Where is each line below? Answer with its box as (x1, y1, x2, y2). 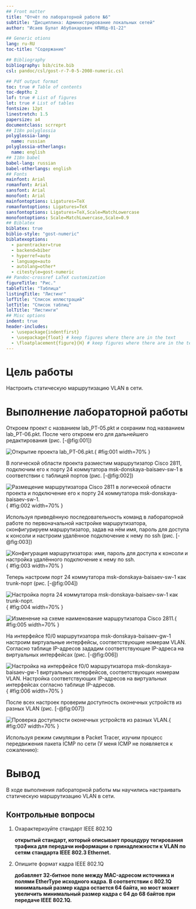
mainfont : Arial (6, 176, 45, 182)
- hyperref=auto (11, 253, 51, 258)
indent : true (6, 318, 38, 324)
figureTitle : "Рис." (6, 280, 57, 286)
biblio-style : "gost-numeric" (6, 231, 80, 237)
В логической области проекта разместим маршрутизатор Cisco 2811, (6, 459, 182, 467)
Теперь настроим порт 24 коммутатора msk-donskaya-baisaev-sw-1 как (6, 574, 187, 581)
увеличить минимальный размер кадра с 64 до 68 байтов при (14, 890, 176, 897)
